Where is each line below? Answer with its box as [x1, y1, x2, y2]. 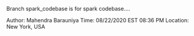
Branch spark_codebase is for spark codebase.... [6, 5, 130, 12]
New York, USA [6, 23, 45, 30]
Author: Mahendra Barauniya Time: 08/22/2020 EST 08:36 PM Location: [6, 17, 189, 23]
